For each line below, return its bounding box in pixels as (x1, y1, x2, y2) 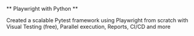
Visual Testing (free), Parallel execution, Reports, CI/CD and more (6, 23, 171, 30)
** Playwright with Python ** (6, 5, 78, 12)
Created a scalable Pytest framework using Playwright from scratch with (6, 17, 189, 23)
